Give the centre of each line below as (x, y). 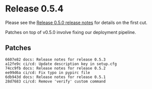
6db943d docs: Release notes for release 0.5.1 (56, 77)
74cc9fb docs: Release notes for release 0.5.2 (56, 68)
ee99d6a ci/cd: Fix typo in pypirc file (48, 72)
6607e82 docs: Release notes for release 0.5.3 (56, 59)
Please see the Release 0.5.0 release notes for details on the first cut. (76, 22)
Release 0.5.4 (34, 9)
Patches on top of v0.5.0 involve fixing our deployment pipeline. (71, 32)
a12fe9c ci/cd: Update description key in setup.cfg (61, 64)
